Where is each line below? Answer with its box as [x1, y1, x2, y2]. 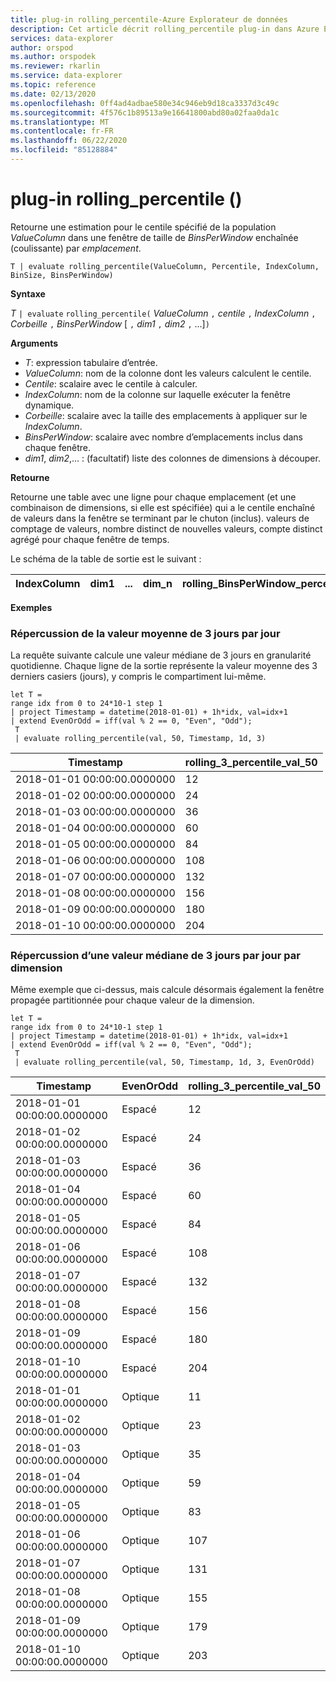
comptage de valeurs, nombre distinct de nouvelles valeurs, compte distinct [10, 522, 323, 535]
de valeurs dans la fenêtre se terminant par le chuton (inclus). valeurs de [10, 512, 310, 524]
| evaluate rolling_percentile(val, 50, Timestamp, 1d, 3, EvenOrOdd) [14, 1057, 315, 1068]
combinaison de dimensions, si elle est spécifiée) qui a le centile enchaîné [10, 501, 316, 513]
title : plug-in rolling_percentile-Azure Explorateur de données [10, 14, 288, 25]
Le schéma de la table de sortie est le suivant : [10, 552, 202, 565]
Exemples [10, 601, 53, 613]
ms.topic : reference [10, 80, 97, 90]
